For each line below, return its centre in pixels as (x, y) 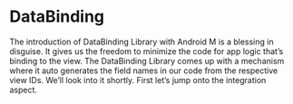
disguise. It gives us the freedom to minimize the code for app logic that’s (146, 51)
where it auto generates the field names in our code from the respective (144, 71)
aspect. (24, 90)
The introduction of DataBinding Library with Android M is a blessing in (142, 42)
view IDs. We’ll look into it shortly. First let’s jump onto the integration (138, 80)
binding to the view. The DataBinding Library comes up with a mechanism (147, 61)
